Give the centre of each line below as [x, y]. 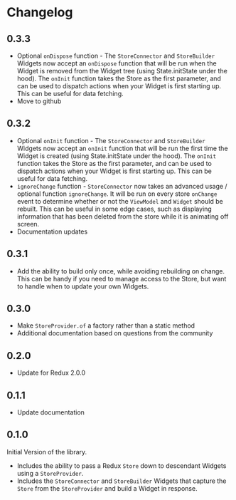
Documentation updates [52, 231]
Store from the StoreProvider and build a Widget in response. [107, 488]
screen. [28, 224]
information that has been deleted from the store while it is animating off [123, 216]
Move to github [39, 101]
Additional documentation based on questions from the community [115, 333]
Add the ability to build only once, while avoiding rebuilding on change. [121, 271]
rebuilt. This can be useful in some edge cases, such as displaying [114, 209]
